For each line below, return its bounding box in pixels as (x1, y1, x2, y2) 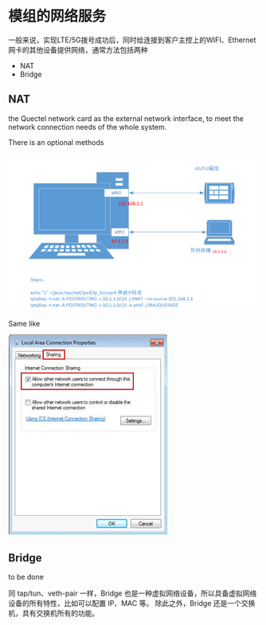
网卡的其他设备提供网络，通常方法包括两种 (8, 45, 148, 54)
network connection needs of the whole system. (8, 122, 167, 131)
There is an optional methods (8, 137, 104, 147)
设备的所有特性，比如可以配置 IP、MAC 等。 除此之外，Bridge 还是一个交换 (8, 598, 256, 607)
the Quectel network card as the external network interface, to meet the (8, 113, 244, 123)
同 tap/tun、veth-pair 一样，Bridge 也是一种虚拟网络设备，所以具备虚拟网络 (8, 588, 257, 598)
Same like (8, 319, 41, 329)
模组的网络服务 (8, 7, 107, 25)
